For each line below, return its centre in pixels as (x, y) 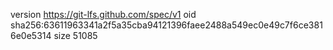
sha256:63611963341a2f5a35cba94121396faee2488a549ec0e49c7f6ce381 (166, 25)
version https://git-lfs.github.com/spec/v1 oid (103, 14)
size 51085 (75, 35)
